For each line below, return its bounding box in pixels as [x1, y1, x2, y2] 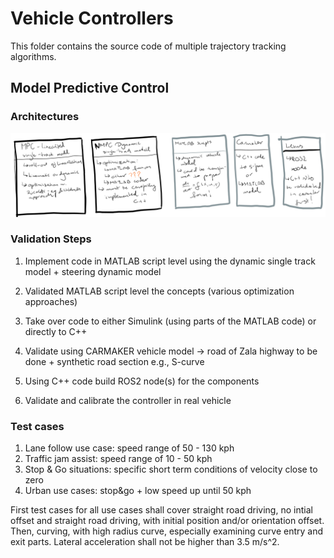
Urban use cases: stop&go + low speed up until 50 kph [24, 485, 252, 497]
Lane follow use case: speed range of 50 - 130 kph [24, 442, 235, 454]
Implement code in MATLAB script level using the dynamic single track [24, 255, 316, 267]
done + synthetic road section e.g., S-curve [24, 355, 205, 367]
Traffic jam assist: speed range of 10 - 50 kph [24, 453, 213, 465]
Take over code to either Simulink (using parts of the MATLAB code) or [24, 315, 317, 327]
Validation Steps [10, 232, 92, 246]
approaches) [24, 295, 78, 307]
